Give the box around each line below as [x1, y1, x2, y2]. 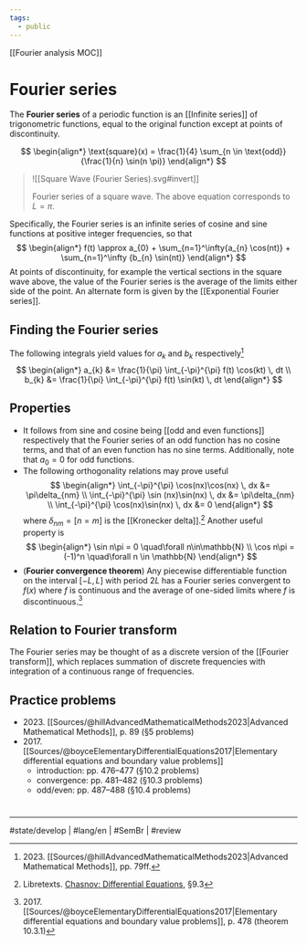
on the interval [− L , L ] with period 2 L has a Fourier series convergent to [22, 574, 291, 585]
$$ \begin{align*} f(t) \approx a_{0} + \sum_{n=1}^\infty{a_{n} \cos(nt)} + [16, 243, 291, 254]
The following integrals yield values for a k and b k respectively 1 [9, 346, 245, 361]
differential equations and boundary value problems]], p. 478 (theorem [22, 916, 289, 927]
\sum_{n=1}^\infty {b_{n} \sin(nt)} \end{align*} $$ [60, 252, 247, 263]
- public [17, 22, 51, 31]
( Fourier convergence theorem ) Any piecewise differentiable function [22, 565, 288, 576]
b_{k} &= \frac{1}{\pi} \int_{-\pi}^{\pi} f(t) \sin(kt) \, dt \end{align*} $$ [24, 373, 283, 384]
